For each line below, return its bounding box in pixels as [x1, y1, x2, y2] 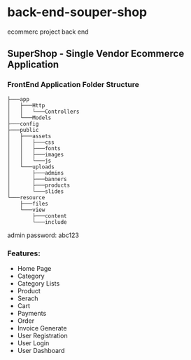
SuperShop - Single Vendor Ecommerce [7, 48, 185, 60]
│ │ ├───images [7, 151, 64, 158]
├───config [7, 120, 39, 127]
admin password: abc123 [7, 231, 79, 239]
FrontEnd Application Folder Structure [7, 80, 140, 90]
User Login [17, 338, 50, 347]
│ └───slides [7, 187, 64, 195]
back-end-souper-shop [7, 4, 148, 20]
